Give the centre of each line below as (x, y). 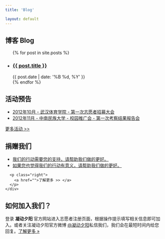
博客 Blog (20, 40)
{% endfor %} (27, 82)
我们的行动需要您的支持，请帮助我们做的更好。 (60, 159)
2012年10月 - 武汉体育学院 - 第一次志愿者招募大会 (63, 112)
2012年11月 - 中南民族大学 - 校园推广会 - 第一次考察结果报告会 (76, 118)
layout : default (22, 19)
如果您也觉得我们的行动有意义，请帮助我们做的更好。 (67, 165)
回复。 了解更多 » (22, 231)
